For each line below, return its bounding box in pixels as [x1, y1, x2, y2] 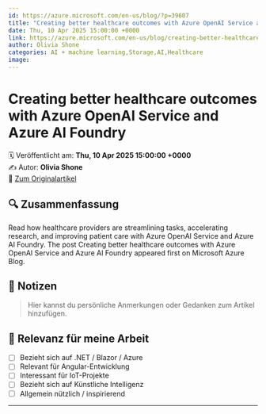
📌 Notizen [8, 279, 58, 293]
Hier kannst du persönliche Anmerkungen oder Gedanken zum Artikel [27, 301, 255, 310]
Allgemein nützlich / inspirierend [19, 389, 125, 398]
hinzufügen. [27, 309, 67, 318]
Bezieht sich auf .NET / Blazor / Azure [19, 353, 143, 362]
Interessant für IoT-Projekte [19, 370, 109, 381]
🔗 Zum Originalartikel [8, 174, 77, 183]
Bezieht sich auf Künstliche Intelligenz [19, 380, 144, 389]
